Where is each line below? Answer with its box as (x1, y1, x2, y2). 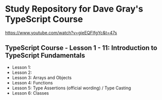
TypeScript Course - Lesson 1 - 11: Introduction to (5, 44, 158, 52)
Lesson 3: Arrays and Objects (12, 74, 72, 81)
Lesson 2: (12, 69, 32, 75)
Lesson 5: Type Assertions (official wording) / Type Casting (12, 85, 131, 91)
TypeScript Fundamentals (5, 51, 85, 60)
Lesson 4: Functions (12, 80, 53, 85)
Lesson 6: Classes (12, 90, 49, 96)
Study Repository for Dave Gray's (5, 3, 144, 15)
